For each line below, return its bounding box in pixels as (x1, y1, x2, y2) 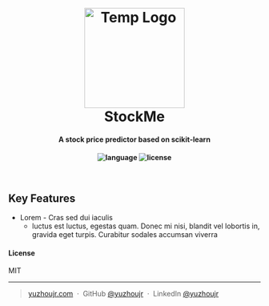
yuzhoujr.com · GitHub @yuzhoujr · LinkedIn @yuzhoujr (27, 289, 219, 299)
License (8, 248, 36, 258)
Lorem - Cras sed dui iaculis (19, 213, 114, 223)
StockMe (103, 107, 166, 126)
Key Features (8, 191, 76, 205)
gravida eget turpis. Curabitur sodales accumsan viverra (31, 230, 219, 240)
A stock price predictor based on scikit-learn (58, 135, 211, 144)
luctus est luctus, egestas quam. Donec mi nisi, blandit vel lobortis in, (31, 221, 260, 231)
